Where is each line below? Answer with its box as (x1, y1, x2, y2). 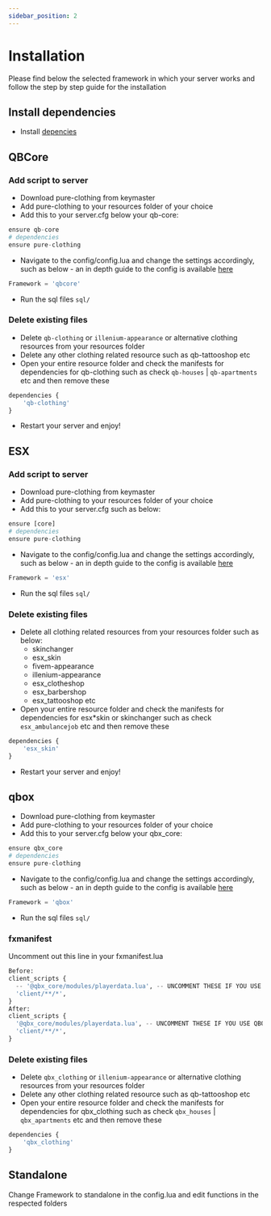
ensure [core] (8, 520, 56, 528)
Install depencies (19, 127, 77, 137)
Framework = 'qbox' (8, 898, 74, 906)
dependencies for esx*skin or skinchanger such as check (19, 712, 212, 722)
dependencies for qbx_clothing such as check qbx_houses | (19, 1107, 216, 1117)
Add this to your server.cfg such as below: (19, 505, 161, 514)
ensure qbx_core (8, 844, 63, 853)
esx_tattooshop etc (31, 695, 96, 705)
